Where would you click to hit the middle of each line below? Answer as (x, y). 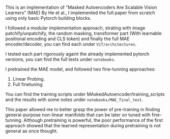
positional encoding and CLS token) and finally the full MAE (67, 39)
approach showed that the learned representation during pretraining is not (83, 126)
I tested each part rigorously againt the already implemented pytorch (77, 54)
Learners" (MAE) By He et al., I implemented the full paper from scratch (80, 13)
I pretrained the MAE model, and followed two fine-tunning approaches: (81, 69)
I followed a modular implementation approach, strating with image (75, 28)
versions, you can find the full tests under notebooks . (60, 59)
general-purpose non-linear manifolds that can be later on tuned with (78, 115)
